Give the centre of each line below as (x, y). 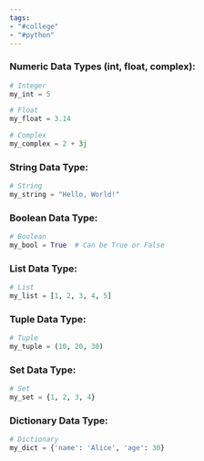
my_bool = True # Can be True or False (87, 246)
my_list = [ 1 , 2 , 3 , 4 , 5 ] (61, 296)
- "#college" (34, 26)
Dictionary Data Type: (59, 421)
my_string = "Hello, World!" (65, 195)
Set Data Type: (43, 370)
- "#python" (32, 35)
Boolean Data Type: (54, 218)
